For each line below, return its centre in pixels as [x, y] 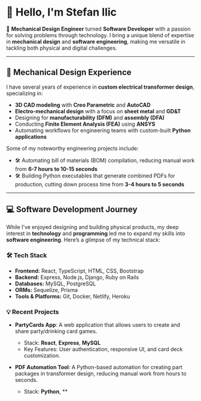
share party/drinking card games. [56, 331]
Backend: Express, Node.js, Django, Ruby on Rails [77, 277]
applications [31, 137]
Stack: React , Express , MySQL [62, 343]
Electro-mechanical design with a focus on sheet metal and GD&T [98, 111]
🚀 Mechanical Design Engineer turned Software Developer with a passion [98, 29]
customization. [42, 355]
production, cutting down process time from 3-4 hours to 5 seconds [99, 184]
